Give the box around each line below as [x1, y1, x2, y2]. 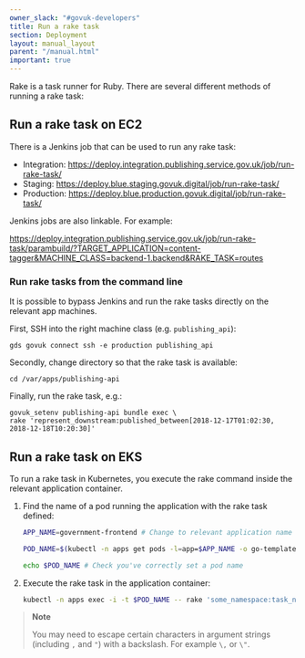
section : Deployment [9, 30, 88, 39]
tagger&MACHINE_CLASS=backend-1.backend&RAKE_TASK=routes [9, 252, 264, 263]
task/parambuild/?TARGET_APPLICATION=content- [9, 243, 202, 254]
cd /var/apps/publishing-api [9, 375, 120, 384]
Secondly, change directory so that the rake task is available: [9, 357, 239, 368]
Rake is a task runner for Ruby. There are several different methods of [9, 81, 271, 91]
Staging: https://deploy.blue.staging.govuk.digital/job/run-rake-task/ [22, 178, 280, 189]
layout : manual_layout [9, 38, 96, 48]
